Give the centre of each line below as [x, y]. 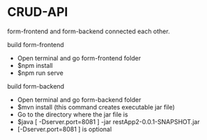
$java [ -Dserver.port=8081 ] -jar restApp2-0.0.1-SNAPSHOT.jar [108, 121]
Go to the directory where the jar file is [72, 114]
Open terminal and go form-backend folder [79, 99]
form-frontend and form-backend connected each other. [89, 31]
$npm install [35, 65]
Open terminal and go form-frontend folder [79, 58]
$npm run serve [40, 73]
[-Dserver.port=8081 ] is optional [64, 129]
